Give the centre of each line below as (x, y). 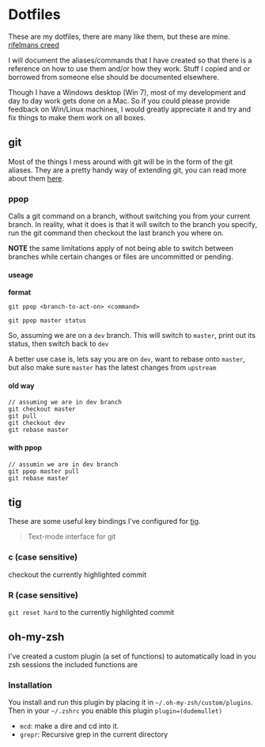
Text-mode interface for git (72, 537)
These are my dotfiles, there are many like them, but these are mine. (119, 36)
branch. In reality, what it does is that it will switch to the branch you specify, (133, 225)
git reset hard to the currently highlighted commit (91, 612)
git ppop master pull (44, 471)
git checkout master (42, 409)
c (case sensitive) (43, 557)
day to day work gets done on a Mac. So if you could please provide (119, 100)
